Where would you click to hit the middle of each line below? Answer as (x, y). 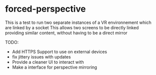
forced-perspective (45, 9)
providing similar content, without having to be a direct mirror (66, 33)
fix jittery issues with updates (42, 56)
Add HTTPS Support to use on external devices (60, 52)
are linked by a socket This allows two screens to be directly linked (72, 27)
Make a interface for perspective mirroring (54, 67)
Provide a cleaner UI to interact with (48, 62)
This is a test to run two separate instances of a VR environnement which (78, 22)
